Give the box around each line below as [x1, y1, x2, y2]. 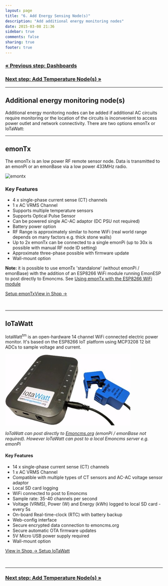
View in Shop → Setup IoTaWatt [5, 547, 70, 553]
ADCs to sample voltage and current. [5, 344, 81, 350]
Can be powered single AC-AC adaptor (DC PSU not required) [12, 218, 140, 224]
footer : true [5, 45, 32, 50]
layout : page [5, 8, 32, 13]
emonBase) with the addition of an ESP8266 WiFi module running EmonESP [5, 270, 161, 276]
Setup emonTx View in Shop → [5, 290, 67, 296]
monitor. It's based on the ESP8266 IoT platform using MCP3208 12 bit [5, 339, 151, 345]
